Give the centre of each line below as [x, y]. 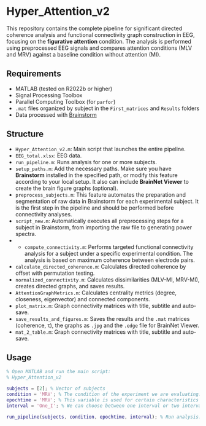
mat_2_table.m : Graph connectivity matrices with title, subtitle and [98, 332]
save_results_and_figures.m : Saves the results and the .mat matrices [102, 318]
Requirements [34, 74]
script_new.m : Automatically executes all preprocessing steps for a [99, 221]
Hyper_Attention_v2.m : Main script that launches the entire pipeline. [100, 149]
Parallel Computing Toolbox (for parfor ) [65, 101]
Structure [25, 134]
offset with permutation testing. [55, 273]
